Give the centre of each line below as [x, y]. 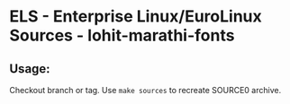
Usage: [30, 69]
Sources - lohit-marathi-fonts [122, 35]
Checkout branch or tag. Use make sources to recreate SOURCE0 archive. [145, 90]
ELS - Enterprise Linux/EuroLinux [136, 17]
